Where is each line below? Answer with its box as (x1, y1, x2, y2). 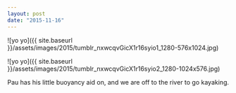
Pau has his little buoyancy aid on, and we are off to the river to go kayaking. (7, 78, 229, 86)
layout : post (7, 10, 46, 17)
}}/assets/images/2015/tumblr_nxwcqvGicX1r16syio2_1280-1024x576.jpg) (7, 64, 221, 73)
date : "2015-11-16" (7, 17, 65, 24)
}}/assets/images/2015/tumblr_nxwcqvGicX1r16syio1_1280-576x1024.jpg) (7, 43, 219, 52)
